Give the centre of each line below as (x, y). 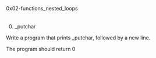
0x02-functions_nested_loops (42, 8)
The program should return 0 (41, 49)
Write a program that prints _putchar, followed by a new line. (78, 38)
